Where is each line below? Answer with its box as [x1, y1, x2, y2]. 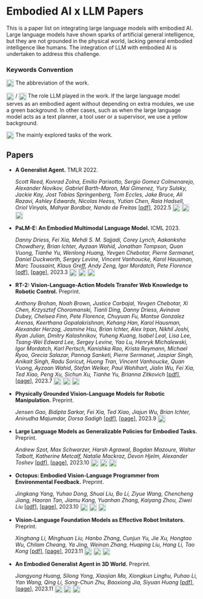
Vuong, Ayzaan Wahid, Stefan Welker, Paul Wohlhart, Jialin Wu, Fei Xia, [15, 364, 195, 372]
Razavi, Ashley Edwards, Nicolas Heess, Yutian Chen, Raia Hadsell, [15, 197, 185, 204]
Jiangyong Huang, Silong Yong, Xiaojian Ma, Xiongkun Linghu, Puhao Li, [15, 572, 198, 579]
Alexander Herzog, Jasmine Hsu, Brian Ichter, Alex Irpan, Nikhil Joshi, [15, 325, 190, 333]
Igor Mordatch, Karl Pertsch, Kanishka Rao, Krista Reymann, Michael [15, 345, 188, 352]
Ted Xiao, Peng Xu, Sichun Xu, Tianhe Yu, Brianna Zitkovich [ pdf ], [15, 370, 181, 378]
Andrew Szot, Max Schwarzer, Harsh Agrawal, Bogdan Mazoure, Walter [15, 446, 196, 454]
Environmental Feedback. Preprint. [15, 479, 104, 486]
